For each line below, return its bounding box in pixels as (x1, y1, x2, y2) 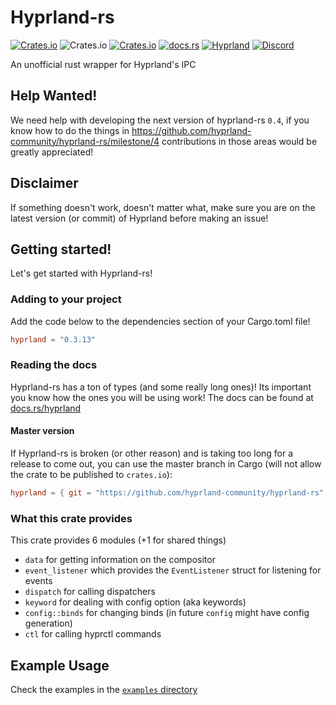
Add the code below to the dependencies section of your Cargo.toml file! (10, 315, 311, 327)
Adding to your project (10, 292, 122, 306)
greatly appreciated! (10, 146, 94, 158)
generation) (24, 617, 73, 630)
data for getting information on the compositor (24, 554, 216, 566)
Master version (10, 425, 75, 437)
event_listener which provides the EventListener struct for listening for (24, 564, 322, 576)
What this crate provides (10, 511, 133, 525)
